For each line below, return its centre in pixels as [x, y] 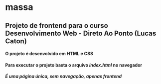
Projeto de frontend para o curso [57, 26]
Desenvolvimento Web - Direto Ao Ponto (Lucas [81, 33]
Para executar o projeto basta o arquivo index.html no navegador [74, 65]
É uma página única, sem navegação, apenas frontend [64, 77]
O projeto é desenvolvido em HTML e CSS [49, 54]
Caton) [16, 41]
